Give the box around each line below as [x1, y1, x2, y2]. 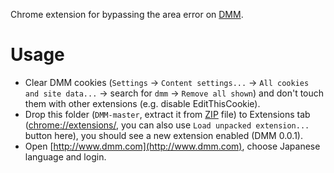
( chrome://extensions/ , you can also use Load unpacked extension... [24, 119, 310, 131]
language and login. [24, 150, 107, 163]
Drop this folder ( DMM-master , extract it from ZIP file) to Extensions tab [24, 108, 311, 120]
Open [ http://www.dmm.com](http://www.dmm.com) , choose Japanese [24, 140, 321, 152]
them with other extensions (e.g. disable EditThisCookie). [24, 97, 261, 109]
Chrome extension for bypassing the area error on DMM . [10, 9, 244, 20]
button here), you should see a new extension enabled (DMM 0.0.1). [24, 129, 303, 141]
